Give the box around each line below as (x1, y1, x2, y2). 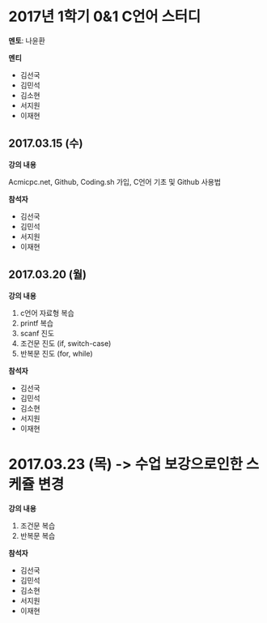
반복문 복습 (19, 531, 56, 540)
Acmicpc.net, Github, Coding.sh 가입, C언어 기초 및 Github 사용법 (8, 177, 221, 186)
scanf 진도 (19, 328, 55, 338)
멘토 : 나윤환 (8, 36, 46, 45)
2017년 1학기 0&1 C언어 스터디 (8, 7, 201, 26)
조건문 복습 (19, 520, 56, 531)
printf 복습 (19, 318, 54, 328)
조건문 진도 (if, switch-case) (19, 338, 112, 348)
